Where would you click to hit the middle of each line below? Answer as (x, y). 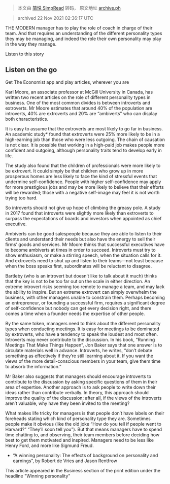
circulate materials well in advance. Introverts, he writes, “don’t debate (79, 350)
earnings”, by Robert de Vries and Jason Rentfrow (65, 461)
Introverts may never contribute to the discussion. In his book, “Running (80, 339)
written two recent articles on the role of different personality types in (78, 97)
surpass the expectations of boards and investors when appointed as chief (83, 218)
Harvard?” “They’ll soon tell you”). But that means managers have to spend (84, 429)
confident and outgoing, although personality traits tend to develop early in (83, 150)
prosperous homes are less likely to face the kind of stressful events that (81, 176)
